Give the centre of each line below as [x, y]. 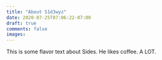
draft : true [21, 23]
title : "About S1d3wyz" [37, 12]
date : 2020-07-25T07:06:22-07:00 [49, 18]
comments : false [27, 29]
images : [16, 35]
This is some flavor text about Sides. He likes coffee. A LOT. [81, 52]
